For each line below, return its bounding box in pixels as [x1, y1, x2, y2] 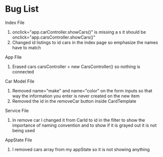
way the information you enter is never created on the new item [12, 93, 140, 99]
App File [5, 54, 22, 60]
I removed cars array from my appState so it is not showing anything [12, 146, 150, 152]
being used [12, 127, 35, 133]
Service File [5, 108, 29, 113]
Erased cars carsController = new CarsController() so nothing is [12, 64, 141, 69]
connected [12, 68, 34, 74]
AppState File [5, 137, 33, 143]
